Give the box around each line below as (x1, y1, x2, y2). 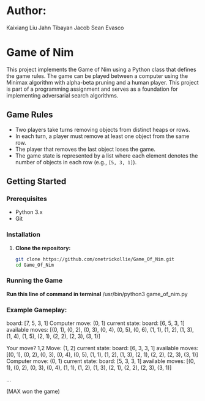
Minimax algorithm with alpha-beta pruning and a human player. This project (6, 78, 199, 86)
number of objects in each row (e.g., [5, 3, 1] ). (15, 158, 137, 166)
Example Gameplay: (6, 305, 67, 314)
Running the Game (6, 277, 63, 285)
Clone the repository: (15, 244, 71, 251)
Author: (6, 4, 47, 18)
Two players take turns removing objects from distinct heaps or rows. (15, 126, 191, 133)
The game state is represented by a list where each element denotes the (15, 151, 198, 159)
